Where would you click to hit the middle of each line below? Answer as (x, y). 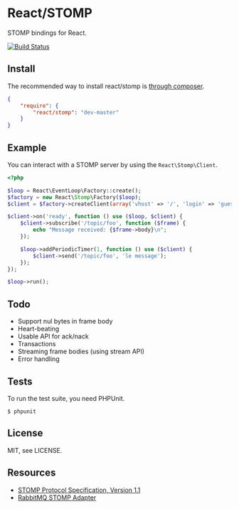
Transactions (37, 344)
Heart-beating (38, 329)
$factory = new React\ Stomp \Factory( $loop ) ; (74, 197)
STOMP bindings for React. (47, 33)
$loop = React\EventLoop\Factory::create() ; (74, 191)
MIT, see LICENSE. (35, 450)
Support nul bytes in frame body (65, 321)
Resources (32, 473)
